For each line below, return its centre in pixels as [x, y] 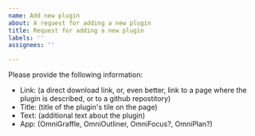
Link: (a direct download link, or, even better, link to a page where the [133, 90]
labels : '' [26, 38]
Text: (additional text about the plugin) [82, 115]
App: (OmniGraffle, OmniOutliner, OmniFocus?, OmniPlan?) [116, 124]
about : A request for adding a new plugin [80, 23]
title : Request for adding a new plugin [76, 30]
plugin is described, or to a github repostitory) [95, 99]
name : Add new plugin [44, 16]
